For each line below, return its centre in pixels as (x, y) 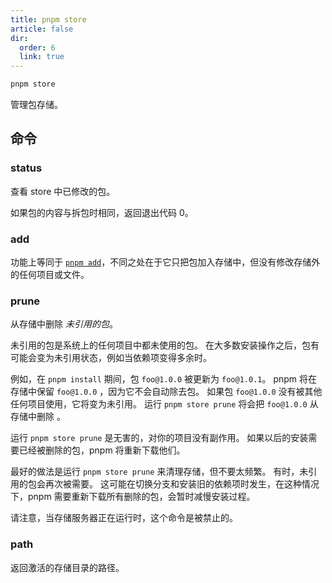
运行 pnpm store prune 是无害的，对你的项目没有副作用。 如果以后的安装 (159, 438)
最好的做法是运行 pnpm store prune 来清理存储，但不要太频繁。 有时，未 (159, 472)
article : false (42, 29)
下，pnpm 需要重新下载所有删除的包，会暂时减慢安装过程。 (133, 497)
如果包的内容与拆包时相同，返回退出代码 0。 (102, 212)
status (26, 168)
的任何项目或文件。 (50, 274)
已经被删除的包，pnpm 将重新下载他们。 (102, 450)
